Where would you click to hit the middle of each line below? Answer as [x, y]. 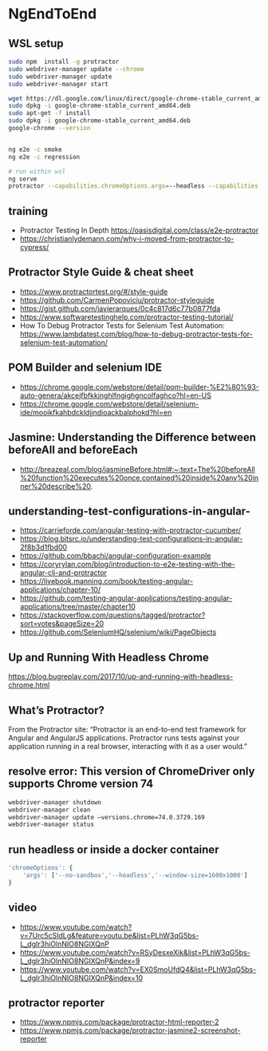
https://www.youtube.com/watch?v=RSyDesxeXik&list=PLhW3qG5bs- [135, 952]
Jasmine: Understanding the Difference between [132, 437]
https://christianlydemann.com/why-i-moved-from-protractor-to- [127, 239]
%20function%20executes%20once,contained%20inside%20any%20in [139, 478]
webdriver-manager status [51, 825]
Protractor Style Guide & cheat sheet [101, 272]
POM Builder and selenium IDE [85, 368]
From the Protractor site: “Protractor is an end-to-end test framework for [127, 729]
